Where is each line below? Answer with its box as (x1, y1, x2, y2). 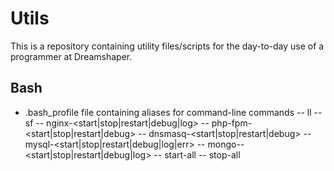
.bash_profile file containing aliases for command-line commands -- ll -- (24, 106, 323, 118)
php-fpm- (211, 117, 253, 129)
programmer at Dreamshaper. (10, 50, 133, 62)
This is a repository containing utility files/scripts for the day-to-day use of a (10, 40, 325, 52)
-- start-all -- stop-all (153, 148, 241, 161)
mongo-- (207, 138, 245, 150)
